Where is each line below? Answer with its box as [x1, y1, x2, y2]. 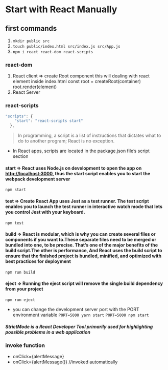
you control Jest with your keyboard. [5, 209, 85, 215]
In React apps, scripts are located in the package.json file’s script [12, 148, 150, 154]
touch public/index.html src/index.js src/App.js [12, 44, 121, 49]
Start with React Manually [5, 4, 117, 15]
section [12, 153, 29, 159]
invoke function [5, 342, 45, 349]
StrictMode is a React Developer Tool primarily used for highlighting [5, 323, 153, 330]
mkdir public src [12, 38, 50, 44]
